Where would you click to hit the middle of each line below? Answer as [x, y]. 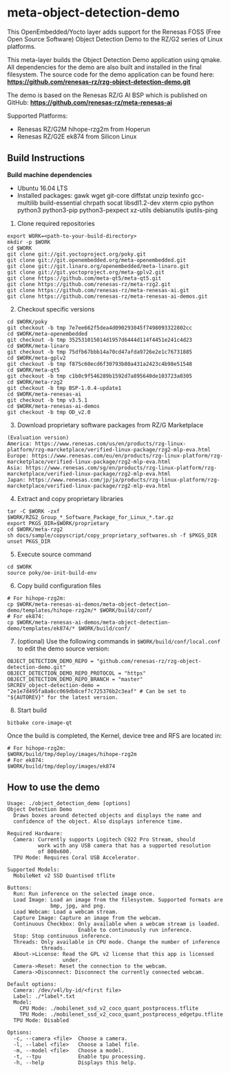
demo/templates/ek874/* [41, 629]
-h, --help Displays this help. [75, 1063]
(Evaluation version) [38, 438]
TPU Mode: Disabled [41, 1020]
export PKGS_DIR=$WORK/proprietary [58, 523]
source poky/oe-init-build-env [52, 573]
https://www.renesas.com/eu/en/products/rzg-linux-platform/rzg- [128, 456]
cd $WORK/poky [28, 322]
